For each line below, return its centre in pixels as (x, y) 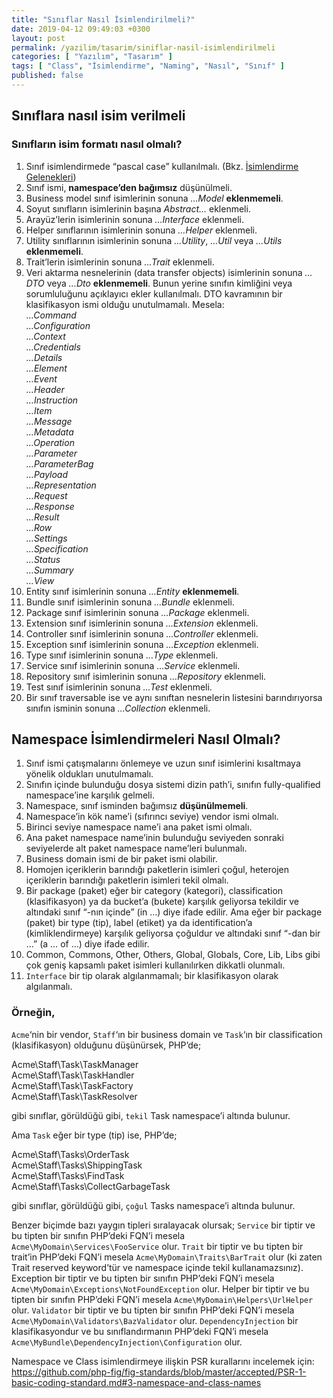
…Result (42, 517)
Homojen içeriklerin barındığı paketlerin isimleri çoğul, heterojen (157, 870)
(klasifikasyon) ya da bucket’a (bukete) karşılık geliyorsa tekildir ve (162, 902)
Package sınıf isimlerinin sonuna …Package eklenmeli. (137, 612)
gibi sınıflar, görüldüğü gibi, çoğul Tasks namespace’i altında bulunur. (153, 1205)
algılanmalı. (49, 987)
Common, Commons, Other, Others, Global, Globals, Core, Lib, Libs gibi (173, 955)
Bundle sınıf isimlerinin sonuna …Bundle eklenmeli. (130, 602)
